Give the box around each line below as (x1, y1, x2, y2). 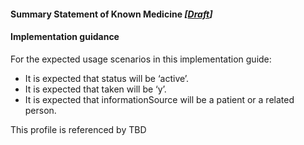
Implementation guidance (10, 31, 120, 43)
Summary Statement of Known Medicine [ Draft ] (10, 8, 213, 20)
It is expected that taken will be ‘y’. (24, 83, 167, 95)
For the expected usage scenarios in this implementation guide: (10, 53, 272, 65)
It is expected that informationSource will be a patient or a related (24, 93, 295, 105)
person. (24, 104, 57, 116)
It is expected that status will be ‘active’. (24, 72, 190, 84)
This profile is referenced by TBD (10, 123, 147, 135)
